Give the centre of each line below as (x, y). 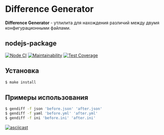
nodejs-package (31, 44)
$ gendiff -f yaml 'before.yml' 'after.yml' (51, 114)
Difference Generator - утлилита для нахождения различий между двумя (82, 23)
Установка (22, 71)
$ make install (21, 82)
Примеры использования (47, 97)
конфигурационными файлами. (38, 28)
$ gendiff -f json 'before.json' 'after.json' (54, 109)
